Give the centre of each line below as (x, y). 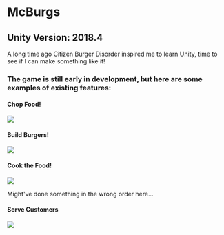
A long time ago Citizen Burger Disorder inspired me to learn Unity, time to (112, 54)
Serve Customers (33, 210)
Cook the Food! (30, 165)
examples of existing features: (59, 88)
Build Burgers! (28, 134)
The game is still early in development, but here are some (105, 79)
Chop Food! (24, 104)
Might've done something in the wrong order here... (80, 194)
